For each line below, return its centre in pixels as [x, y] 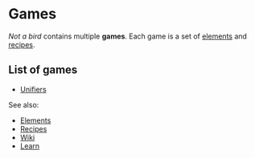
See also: [24, 104]
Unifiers [33, 89]
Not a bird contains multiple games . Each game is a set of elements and [128, 36]
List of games [43, 70]
